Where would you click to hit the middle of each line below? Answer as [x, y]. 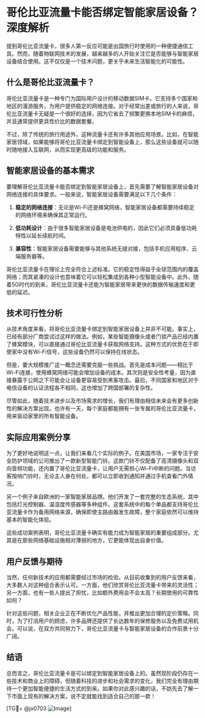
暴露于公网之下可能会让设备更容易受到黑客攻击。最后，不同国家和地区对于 [105, 380]
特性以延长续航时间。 [42, 235]
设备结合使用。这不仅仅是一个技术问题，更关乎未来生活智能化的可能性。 [97, 61]
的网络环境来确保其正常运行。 [52, 215]
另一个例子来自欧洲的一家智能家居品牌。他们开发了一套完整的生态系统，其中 [103, 497]
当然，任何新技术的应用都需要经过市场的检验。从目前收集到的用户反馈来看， [103, 577]
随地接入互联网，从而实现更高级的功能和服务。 [70, 149]
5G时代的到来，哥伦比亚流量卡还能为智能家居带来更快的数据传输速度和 [101, 284]
